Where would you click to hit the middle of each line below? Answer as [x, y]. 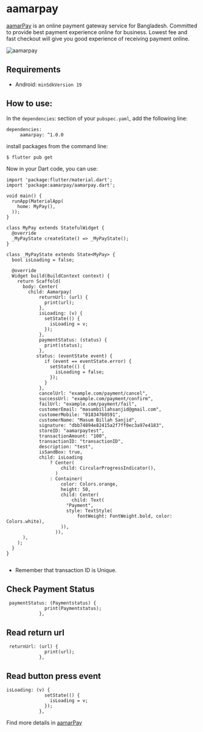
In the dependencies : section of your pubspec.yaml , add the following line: [97, 118]
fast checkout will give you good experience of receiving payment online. [98, 38]
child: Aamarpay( [50, 292]
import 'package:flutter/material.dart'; [60, 180]
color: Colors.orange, [89, 484]
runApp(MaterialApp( [38, 201]
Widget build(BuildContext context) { [61, 276]
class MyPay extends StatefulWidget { [55, 228]
